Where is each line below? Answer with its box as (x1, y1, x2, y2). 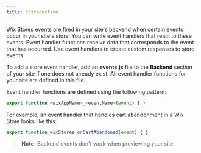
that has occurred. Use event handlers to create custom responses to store (6, 45, 195, 52)
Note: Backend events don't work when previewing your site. (21, 140, 175, 148)
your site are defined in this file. (6, 76, 86, 84)
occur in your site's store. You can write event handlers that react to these (6, 32, 192, 40)
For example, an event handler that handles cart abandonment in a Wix (6, 111, 184, 118)
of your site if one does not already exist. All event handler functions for (6, 69, 186, 77)
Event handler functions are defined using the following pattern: (6, 88, 166, 95)
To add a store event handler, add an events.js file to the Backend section (6, 63, 193, 71)
